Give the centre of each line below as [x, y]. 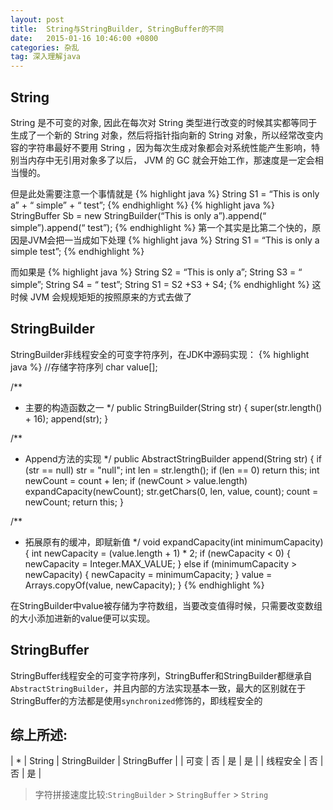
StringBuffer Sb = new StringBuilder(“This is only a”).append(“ [138, 215]
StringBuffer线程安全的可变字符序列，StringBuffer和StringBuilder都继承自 [161, 675]
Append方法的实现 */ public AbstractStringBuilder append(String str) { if [173, 458]
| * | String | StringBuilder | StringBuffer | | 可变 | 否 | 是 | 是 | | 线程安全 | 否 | [167, 761]
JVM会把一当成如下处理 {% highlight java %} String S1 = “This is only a [173, 240]
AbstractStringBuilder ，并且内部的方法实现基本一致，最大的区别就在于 [158, 688]
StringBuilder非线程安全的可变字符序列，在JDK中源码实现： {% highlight [160, 354]
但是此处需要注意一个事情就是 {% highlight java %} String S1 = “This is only [165, 193]
